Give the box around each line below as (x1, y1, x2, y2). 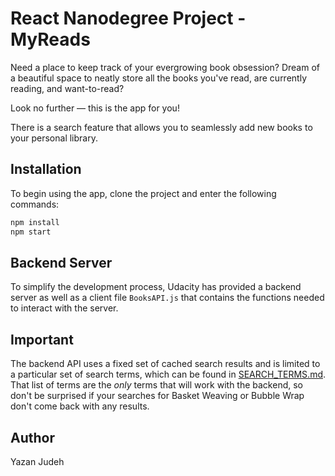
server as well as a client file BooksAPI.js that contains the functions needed (10, 292, 325, 304)
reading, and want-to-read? (10, 82, 125, 94)
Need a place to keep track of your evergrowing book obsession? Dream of (10, 61, 321, 73)
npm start (10, 227, 52, 237)
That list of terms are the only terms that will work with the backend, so (10, 379, 303, 391)
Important (10, 331, 74, 348)
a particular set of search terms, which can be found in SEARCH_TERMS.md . (10, 368, 327, 381)
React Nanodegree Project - (10, 7, 247, 30)
